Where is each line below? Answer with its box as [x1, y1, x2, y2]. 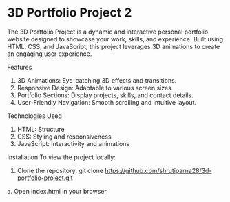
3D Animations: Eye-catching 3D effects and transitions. [17, 76, 177, 84]
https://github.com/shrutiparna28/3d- [104, 166, 212, 174]
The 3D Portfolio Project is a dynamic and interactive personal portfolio [7, 28, 209, 36]
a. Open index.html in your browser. [7, 187, 108, 195]
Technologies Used [7, 112, 62, 120]
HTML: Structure [17, 125, 65, 133]
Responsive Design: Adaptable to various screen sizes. [17, 83, 174, 92]
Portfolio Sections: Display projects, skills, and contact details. [17, 91, 194, 99]
